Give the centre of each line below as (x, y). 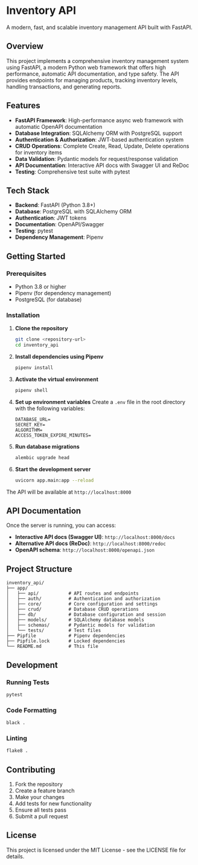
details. (15, 856)
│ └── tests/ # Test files (54, 631)
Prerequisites (26, 273)
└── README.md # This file (52, 647)
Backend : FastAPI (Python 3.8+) (55, 205)
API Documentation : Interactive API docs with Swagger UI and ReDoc (102, 165)
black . (16, 723)
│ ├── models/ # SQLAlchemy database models (75, 620)
